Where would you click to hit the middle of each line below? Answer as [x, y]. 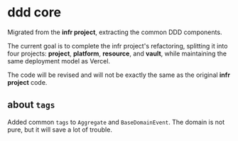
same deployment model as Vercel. [59, 61]
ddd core [34, 12]
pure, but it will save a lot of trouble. [60, 130]
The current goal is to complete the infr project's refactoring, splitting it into [118, 46]
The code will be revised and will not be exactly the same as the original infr [119, 75]
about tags [31, 105]
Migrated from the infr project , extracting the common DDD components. [115, 32]
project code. [27, 82]
